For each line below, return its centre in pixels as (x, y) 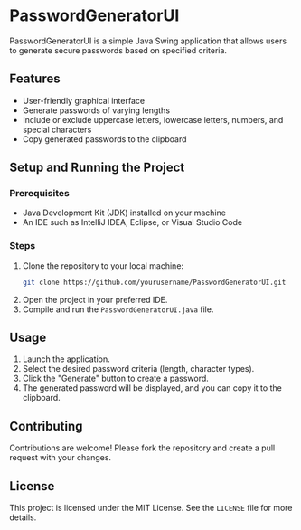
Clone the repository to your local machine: (103, 265)
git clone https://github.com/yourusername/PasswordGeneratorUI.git (154, 282)
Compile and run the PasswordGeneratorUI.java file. (118, 309)
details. (23, 517)
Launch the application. (66, 359)
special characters (57, 129)
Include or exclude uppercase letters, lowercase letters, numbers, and (153, 119)
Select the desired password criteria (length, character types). (138, 369)
